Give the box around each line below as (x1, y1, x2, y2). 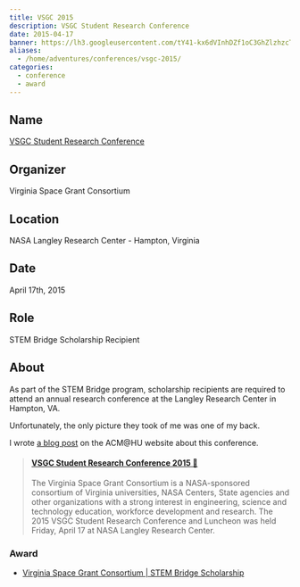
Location (9, 211, 60, 227)
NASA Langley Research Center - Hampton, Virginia (9, 236, 200, 246)
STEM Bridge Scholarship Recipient (9, 334, 140, 344)
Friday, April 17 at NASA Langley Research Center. (30, 525, 216, 535)
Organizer (9, 161, 67, 177)
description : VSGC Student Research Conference (9, 21, 190, 30)
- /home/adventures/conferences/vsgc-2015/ (17, 54, 181, 63)
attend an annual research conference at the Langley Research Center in (9, 393, 277, 404)
